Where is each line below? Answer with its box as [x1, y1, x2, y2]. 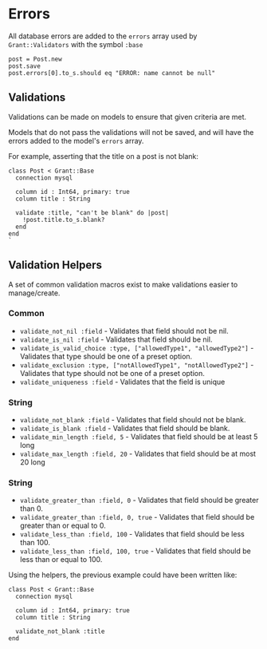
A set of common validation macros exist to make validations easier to [8, 279, 238, 289]
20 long [19, 457, 45, 467]
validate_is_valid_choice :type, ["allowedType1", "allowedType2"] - [19, 342, 254, 352]
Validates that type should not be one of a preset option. [19, 368, 206, 378]
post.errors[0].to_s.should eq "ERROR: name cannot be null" [8, 69, 216, 77]
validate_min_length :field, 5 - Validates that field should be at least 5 [19, 432, 258, 441]
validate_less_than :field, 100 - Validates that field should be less [19, 529, 245, 539]
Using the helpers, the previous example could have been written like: [8, 570, 238, 580]
